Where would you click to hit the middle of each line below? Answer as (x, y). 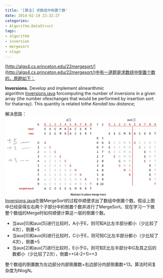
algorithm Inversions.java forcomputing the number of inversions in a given (80, 93)
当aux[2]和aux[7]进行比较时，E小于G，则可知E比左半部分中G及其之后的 (84, 248)
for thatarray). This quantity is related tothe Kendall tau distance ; (70, 103)
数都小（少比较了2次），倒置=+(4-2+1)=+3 (55, 254)
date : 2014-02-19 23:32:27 (32, 15)
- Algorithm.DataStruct (29, 26)
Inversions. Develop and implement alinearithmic (55, 88)
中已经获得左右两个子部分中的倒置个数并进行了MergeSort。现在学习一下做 (80, 206)
